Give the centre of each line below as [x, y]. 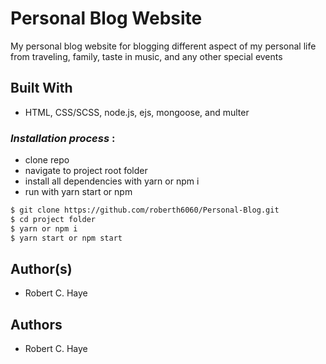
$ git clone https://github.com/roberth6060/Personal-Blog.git [145, 210]
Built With [41, 88]
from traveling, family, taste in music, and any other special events [146, 56]
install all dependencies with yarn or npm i [112, 181]
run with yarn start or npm [78, 192]
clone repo [47, 160]
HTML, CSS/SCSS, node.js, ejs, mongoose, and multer [137, 112]
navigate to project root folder [86, 171]
